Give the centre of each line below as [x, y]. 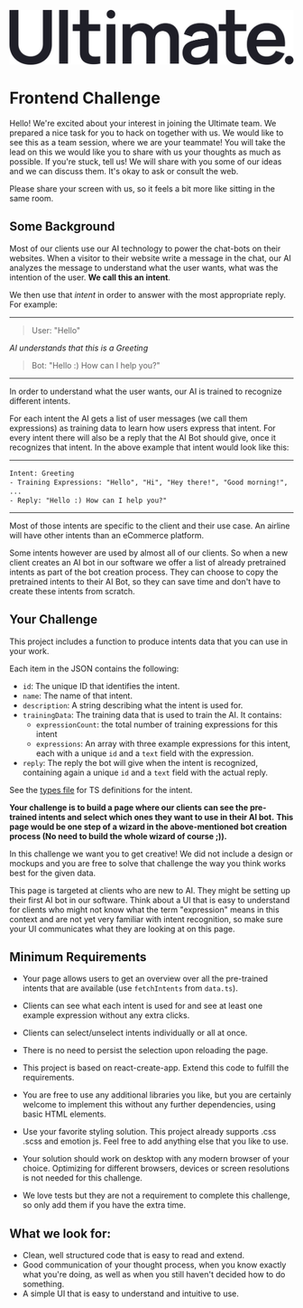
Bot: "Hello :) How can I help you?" [96, 365]
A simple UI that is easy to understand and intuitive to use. [130, 1294]
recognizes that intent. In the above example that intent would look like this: [149, 447]
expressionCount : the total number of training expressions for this [156, 724]
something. [43, 1285]
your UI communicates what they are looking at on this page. [123, 929]
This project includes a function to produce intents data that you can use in [149, 641]
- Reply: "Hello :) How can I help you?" [88, 500]
